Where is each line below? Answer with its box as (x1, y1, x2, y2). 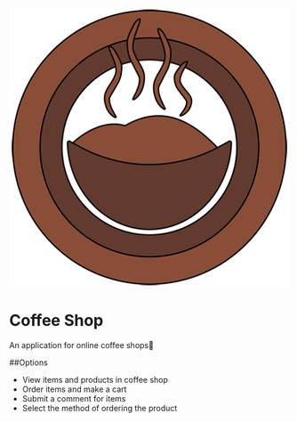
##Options (9, 357, 49, 368)
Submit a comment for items (21, 393, 126, 403)
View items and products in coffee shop (21, 374, 169, 385)
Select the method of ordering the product (21, 402, 178, 413)
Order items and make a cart (21, 384, 127, 394)
